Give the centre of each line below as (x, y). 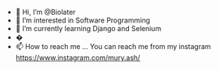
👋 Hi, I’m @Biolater (45, 12)
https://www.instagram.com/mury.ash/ (78, 58)
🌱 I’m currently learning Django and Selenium (88, 28)
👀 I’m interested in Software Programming (83, 20)
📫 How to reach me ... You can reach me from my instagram (113, 46)
